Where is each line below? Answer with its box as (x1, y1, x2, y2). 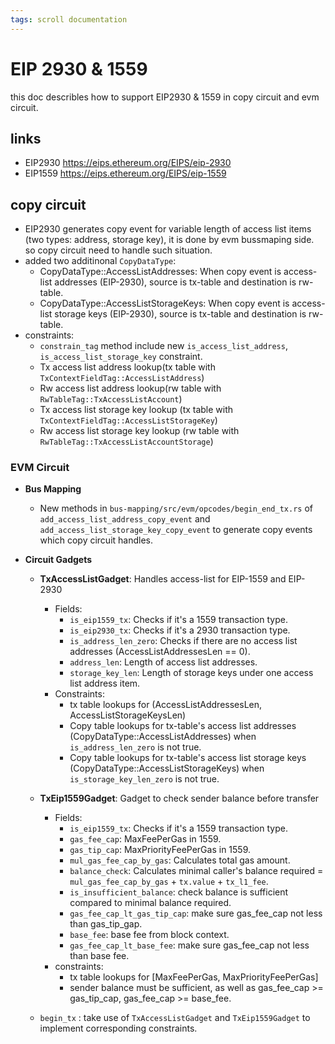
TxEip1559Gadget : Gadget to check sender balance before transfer (39, 792, 320, 805)
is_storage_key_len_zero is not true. (69, 773, 220, 785)
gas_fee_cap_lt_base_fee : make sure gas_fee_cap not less (69, 939, 310, 951)
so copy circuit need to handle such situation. (24, 244, 213, 256)
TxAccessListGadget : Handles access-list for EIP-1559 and (39, 573, 287, 585)
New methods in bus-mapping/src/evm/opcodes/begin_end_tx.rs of (39, 502, 313, 515)
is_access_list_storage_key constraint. (39, 351, 203, 363)
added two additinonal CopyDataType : (24, 255, 177, 267)
